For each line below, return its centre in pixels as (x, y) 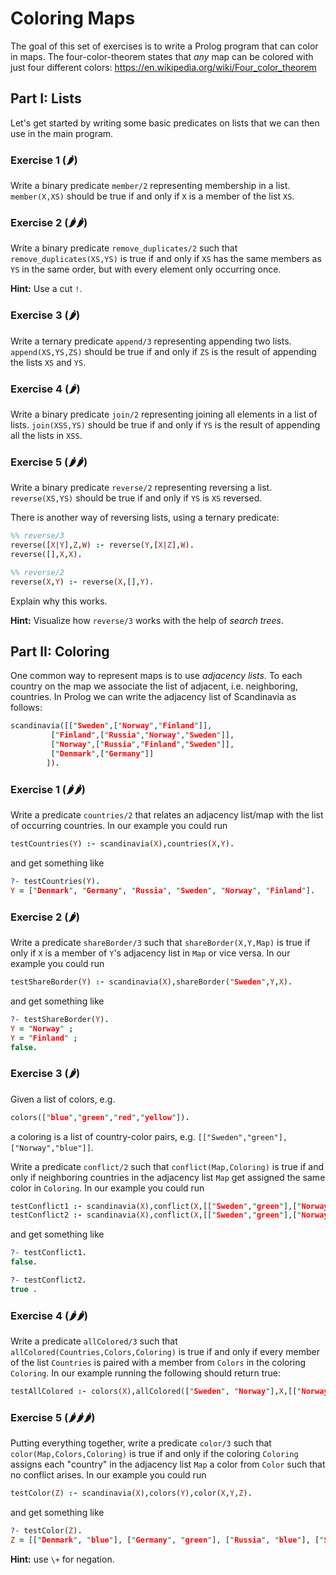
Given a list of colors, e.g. (63, 1099)
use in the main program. (62, 133)
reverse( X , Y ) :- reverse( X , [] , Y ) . (82, 582)
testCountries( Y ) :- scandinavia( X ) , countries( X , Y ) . (122, 844)
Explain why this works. (59, 601)
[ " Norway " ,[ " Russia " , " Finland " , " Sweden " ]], (142, 745)
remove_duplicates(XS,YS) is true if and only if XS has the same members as (166, 259)
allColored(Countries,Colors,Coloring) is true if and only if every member (165, 1352)
